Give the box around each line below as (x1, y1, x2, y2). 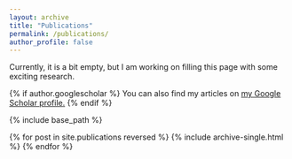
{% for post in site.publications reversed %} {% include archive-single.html (9, 132, 284, 142)
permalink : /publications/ (9, 29, 109, 38)
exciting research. (9, 72, 75, 82)
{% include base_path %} (9, 115, 103, 125)
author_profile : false (9, 37, 93, 47)
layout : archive (9, 12, 69, 22)
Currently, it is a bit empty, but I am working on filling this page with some (9, 62, 278, 72)
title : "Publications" (9, 21, 93, 30)
